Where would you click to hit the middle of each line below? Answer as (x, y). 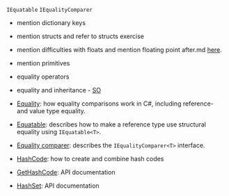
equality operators (43, 76)
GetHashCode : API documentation (66, 172)
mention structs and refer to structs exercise (80, 36)
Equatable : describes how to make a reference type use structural (111, 124)
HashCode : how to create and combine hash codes (90, 159)
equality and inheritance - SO (59, 90)
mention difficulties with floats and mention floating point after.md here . (119, 50)
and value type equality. (51, 111)
